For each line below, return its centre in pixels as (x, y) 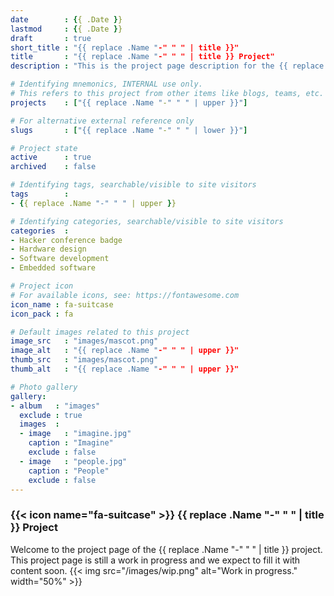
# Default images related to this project (100, 332)
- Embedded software (53, 268)
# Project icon (42, 286)
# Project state (44, 148)
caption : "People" (69, 471)
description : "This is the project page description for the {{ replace (167, 66)
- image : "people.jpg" (73, 461)
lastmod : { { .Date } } (66, 29)
